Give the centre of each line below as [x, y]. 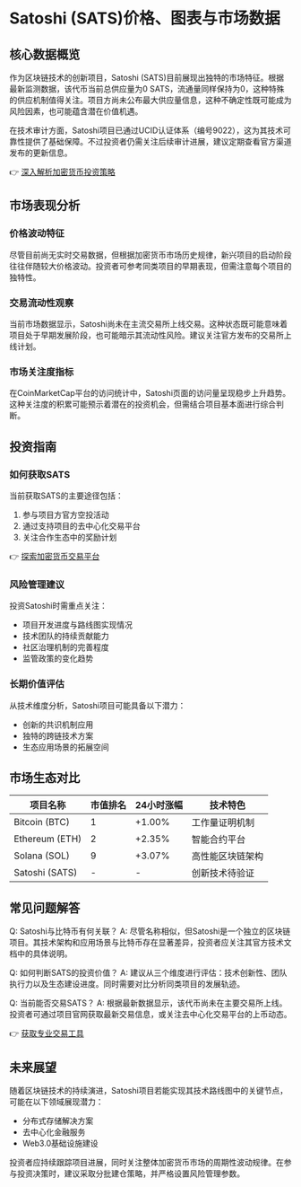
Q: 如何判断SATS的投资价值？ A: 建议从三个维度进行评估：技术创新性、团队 [148, 973]
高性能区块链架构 [228, 857]
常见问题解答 [45, 908]
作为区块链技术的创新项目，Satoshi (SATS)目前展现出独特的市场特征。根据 [147, 78]
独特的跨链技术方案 [58, 735]
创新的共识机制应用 [58, 725]
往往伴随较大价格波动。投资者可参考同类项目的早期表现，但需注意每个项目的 [150, 266]
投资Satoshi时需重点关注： [58, 606]
